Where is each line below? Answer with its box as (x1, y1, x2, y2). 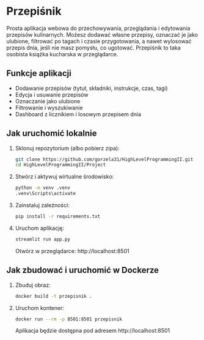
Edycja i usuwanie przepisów (15, 91, 89, 98)
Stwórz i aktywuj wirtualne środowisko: (15, 173, 114, 180)
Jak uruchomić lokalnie (6, 128, 97, 139)
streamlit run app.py (15, 236, 70, 242)
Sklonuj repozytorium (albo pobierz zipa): (15, 144, 120, 152)
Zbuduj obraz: (15, 281, 51, 289)
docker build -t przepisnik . (15, 293, 93, 299)
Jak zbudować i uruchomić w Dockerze (6, 265, 159, 276)
